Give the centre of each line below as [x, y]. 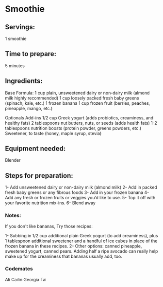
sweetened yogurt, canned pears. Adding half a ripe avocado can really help [81, 251]
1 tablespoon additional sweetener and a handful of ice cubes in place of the [81, 241]
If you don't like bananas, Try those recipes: [49, 226]
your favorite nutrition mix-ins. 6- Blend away [50, 203]
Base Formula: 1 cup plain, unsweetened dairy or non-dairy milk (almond [77, 93]
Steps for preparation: [39, 176]
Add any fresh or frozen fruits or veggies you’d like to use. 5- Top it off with [80, 198]
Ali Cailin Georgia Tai [26, 279]
